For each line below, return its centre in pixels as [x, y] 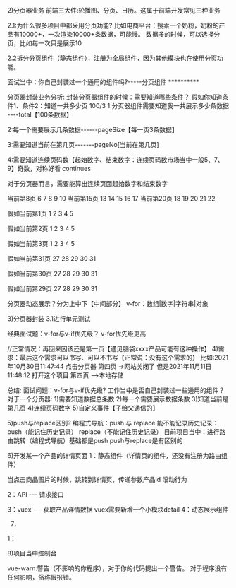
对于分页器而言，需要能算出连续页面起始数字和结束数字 [87, 183]
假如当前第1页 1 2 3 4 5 [41, 213]
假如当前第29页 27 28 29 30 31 [52, 289]
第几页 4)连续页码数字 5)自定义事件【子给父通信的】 [83, 408]
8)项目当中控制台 [32, 553]
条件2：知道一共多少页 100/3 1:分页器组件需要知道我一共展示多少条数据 [125, 106]
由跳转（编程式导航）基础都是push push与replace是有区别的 [95, 441]
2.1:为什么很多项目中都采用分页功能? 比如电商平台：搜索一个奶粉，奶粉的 [113, 25]
